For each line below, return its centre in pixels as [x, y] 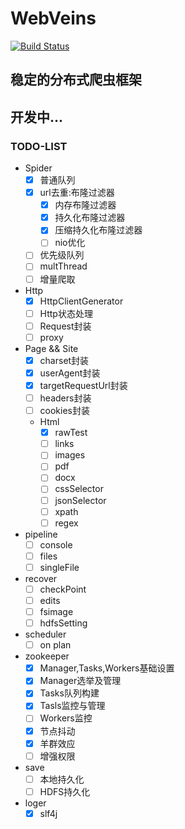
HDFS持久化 [65, 791]
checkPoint [63, 589]
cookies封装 [64, 411]
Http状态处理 [66, 313]
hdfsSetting [63, 623]
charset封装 [64, 360]
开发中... [37, 117]
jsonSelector [80, 500]
